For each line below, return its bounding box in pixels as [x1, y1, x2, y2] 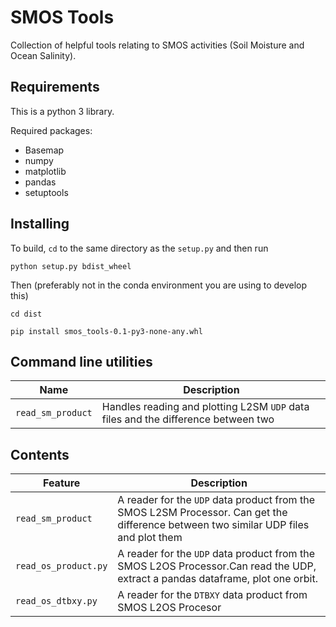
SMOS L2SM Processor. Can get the [117, 506, 288, 520]
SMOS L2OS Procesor [117, 601, 222, 615]
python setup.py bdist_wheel [10, 261, 132, 271]
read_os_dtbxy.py [15, 596, 98, 607]
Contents [10, 446, 70, 463]
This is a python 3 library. [10, 105, 115, 117]
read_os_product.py [15, 561, 108, 572]
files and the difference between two [101, 412, 275, 426]
